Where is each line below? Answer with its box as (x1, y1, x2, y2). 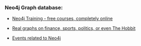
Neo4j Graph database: (5, 4, 63, 11)
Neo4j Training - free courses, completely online (12, 16, 113, 22)
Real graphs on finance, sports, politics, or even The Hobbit (12, 25, 136, 31)
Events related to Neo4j (12, 35, 61, 41)
